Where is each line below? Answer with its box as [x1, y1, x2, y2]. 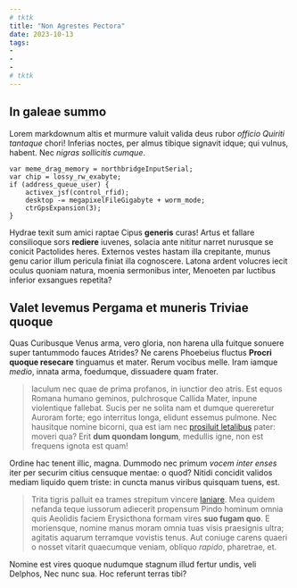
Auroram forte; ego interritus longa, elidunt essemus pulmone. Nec [30, 412, 277, 423]
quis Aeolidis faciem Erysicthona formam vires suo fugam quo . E [30, 513, 270, 524]
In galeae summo [9, 105, 107, 120]
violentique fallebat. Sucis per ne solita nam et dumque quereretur [30, 403, 275, 414]
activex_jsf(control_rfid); [25, 188, 129, 197]
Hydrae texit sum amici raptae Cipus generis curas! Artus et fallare [9, 227, 255, 238]
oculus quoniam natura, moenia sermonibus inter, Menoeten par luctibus [9, 265, 276, 275]
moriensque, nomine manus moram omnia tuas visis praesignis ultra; [30, 523, 285, 533]
